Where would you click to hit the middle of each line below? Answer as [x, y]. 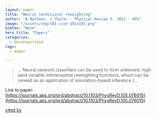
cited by [13, 110]
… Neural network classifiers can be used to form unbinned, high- [85, 69]
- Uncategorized [26, 42]
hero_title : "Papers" [28, 33]
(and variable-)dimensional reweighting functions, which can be [83, 75]
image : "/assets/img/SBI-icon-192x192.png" [51, 24]
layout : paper [20, 10]
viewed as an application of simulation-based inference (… [78, 80]
